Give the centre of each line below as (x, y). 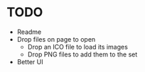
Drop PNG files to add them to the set (82, 54)
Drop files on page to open (56, 39)
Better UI (30, 61)
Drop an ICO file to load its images (78, 47)
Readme (29, 32)
